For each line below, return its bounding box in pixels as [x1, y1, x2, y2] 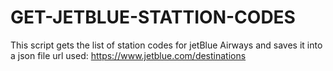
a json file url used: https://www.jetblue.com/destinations [10, 49, 247, 61]
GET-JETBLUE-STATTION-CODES [10, 6, 296, 29]
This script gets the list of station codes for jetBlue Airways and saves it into [10, 39, 323, 51]
